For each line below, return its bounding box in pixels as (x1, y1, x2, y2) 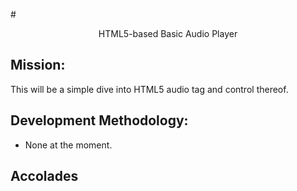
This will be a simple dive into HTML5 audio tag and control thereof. (10, 83, 289, 95)
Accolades (10, 168, 79, 185)
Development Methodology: (10, 112, 189, 129)
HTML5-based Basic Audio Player (98, 28, 238, 39)
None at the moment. (24, 139, 113, 151)
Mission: (10, 57, 66, 74)
